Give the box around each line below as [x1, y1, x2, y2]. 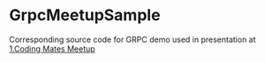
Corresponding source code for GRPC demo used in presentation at [9, 34, 256, 45]
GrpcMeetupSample [9, 5, 161, 25]
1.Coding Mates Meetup [9, 43, 95, 53]
